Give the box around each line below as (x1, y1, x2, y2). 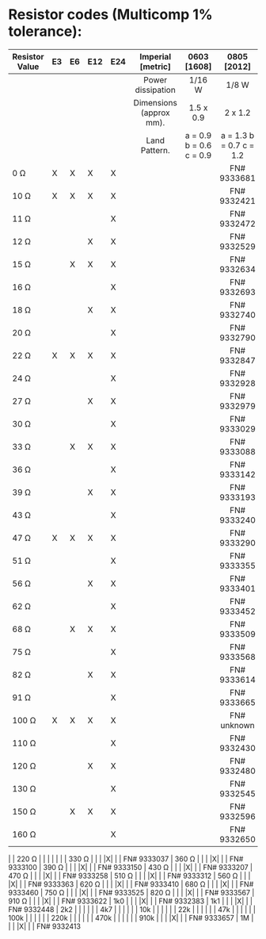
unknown (220, 719, 255, 730)
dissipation (135, 84, 176, 95)
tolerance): (8, 22, 82, 40)
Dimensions (133, 97, 178, 108)
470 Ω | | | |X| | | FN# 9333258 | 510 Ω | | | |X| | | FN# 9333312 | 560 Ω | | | (8, 871, 251, 880)
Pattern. (140, 144, 170, 155)
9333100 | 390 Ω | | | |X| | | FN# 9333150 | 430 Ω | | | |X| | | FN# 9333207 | (8, 862, 253, 872)
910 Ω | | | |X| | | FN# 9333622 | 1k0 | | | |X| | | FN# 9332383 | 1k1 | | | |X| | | (8, 896, 253, 906)
